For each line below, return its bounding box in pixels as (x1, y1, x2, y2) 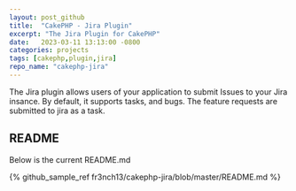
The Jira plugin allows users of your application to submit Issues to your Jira (9, 86, 288, 97)
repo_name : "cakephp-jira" (9, 63, 109, 72)
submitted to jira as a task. (9, 105, 105, 116)
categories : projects (9, 46, 90, 55)
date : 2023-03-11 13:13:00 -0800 (9, 37, 141, 47)
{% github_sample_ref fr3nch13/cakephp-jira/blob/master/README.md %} (9, 172, 282, 182)
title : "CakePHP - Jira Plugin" (9, 21, 133, 30)
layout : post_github (9, 12, 86, 22)
